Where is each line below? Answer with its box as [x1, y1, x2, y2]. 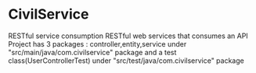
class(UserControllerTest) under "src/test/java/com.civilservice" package [8, 56, 244, 65]
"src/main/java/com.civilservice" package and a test [8, 47, 177, 57]
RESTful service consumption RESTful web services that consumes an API [8, 31, 248, 40]
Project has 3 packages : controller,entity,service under [8, 39, 187, 48]
